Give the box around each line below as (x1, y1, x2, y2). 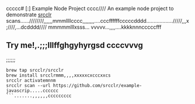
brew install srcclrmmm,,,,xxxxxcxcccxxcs (6, 72, 111, 78)
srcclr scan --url (6, 82, 51, 88)
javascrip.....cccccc (6, 88, 59, 93)
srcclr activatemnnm (6, 77, 57, 84)
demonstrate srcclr (6, 11, 52, 18)
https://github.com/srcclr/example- (53, 82, 142, 88)
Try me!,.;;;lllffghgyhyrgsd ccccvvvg (6, 40, 143, 50)
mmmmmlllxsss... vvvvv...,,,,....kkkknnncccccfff (47, 23, 162, 30)
